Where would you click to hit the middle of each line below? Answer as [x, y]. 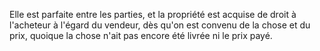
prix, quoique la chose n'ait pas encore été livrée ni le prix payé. [141, 35]
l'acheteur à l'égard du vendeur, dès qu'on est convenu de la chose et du [160, 25]
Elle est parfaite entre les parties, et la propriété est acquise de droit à [153, 14]
